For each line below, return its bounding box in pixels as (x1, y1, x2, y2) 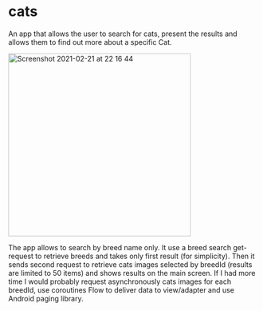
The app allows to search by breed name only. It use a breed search (8, 242, 232, 252)
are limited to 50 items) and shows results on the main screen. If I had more (8, 268, 256, 277)
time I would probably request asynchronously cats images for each (8, 277, 232, 286)
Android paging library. (8, 293, 84, 303)
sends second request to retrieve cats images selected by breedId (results (8, 259, 253, 269)
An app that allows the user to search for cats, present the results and (8, 29, 237, 38)
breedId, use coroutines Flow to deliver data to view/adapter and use (8, 285, 235, 294)
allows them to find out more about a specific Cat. (8, 37, 173, 46)
